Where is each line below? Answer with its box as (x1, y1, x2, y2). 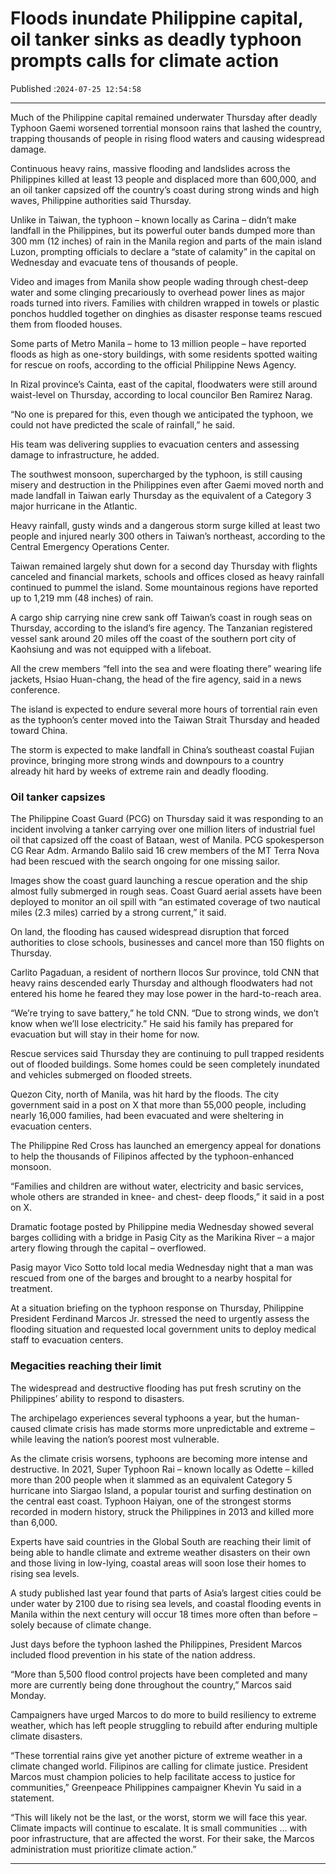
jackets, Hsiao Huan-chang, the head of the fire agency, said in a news (10, 673, 302, 685)
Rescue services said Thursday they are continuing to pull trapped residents (10, 1048, 325, 1060)
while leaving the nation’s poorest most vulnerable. (10, 1433, 220, 1445)
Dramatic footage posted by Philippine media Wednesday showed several (10, 1221, 315, 1233)
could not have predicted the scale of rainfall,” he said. (10, 418, 235, 431)
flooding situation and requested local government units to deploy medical (10, 1323, 317, 1336)
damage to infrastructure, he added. (10, 448, 160, 461)
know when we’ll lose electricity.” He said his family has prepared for (10, 1018, 294, 1030)
